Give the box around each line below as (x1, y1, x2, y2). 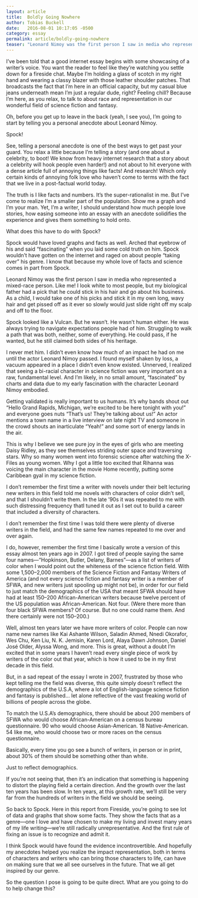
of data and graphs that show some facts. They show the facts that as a (6, 812, 181, 819)
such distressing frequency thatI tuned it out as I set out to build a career (6, 502, 183, 509)
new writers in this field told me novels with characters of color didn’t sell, (6, 489, 186, 496)
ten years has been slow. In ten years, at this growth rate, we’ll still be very (6, 788, 187, 795)
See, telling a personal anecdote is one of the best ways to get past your (6, 142, 182, 149)
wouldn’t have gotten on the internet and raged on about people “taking (6, 251, 180, 258)
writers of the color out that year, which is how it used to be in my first (6, 656, 176, 663)
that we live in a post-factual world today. (6, 179, 107, 186)
